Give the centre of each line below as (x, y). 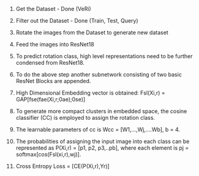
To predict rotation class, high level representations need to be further (104, 56)
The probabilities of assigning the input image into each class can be (103, 141)
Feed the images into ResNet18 (55, 44)
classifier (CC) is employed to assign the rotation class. (85, 118)
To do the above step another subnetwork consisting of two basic (99, 75)
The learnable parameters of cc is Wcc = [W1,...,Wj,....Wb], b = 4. (98, 130)
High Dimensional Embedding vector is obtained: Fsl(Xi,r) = (91, 93)
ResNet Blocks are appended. (53, 81)
